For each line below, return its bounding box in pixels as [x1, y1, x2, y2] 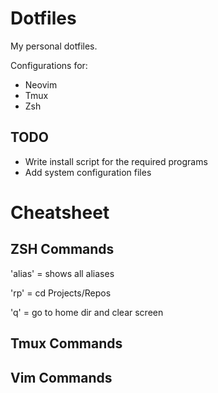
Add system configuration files [24, 166, 152, 178]
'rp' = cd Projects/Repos [10, 287, 112, 299]
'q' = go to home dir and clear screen [10, 306, 164, 318]
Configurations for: [10, 59, 88, 71]
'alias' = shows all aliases [10, 267, 115, 279]
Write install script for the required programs [24, 155, 208, 167]
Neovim [24, 78, 58, 91]
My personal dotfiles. [10, 40, 98, 52]
